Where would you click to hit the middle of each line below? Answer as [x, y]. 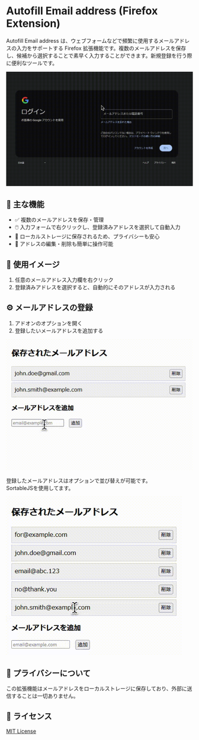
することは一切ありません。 [45, 695]
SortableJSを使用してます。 [40, 488]
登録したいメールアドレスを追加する [59, 330]
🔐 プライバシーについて [48, 673]
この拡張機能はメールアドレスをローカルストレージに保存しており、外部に [97, 688]
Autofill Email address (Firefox [82, 11]
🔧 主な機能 [25, 204]
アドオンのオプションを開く [49, 323]
